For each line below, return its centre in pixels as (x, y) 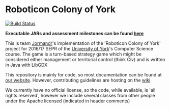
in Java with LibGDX (26, 65)
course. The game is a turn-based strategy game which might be (73, 54)
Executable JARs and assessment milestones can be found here (75, 33)
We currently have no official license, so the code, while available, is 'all (80, 90)
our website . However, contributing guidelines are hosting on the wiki (78, 80)
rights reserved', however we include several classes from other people (80, 95)
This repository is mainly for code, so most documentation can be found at (83, 74)
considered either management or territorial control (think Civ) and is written (85, 59)
